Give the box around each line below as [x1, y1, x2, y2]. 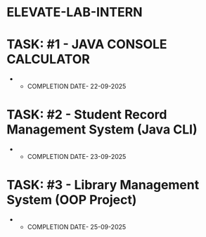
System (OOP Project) [6, 192, 137, 208]
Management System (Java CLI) [6, 122, 198, 138]
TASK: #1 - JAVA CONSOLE [6, 37, 167, 53]
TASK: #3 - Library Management [6, 177, 200, 193]
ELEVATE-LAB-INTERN [6, 4, 143, 20]
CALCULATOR [6, 51, 91, 68]
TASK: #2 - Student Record [6, 107, 167, 123]
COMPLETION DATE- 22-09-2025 [27, 82, 127, 91]
